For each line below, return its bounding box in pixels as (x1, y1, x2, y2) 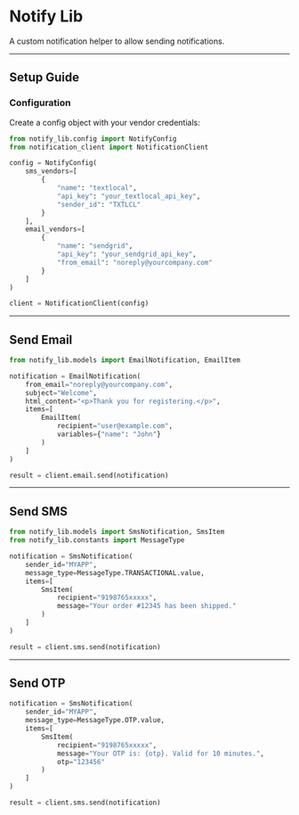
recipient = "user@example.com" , (56, 422, 174, 431)
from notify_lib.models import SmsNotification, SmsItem (9, 528, 225, 537)
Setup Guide (9, 70, 80, 86)
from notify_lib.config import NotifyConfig (9, 134, 177, 144)
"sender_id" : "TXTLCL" (56, 200, 141, 209)
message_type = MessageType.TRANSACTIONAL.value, (25, 568, 205, 577)
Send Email (9, 332, 73, 347)
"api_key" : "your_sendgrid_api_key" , (56, 250, 198, 259)
